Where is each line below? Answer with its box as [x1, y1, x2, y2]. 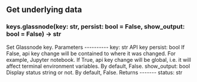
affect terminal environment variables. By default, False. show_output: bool [6, 62, 190, 70]
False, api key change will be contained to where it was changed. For [6, 50, 176, 57]
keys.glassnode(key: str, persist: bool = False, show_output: [6, 23, 185, 31]
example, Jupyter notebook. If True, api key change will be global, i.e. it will [6, 56, 191, 63]
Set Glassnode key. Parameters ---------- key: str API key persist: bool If [6, 43, 185, 51]
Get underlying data [6, 5, 82, 15]
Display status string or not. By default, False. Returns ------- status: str [6, 68, 183, 76]
